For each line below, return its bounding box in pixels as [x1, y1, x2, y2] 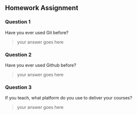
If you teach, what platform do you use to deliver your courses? [5, 95, 133, 101]
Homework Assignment [5, 4, 78, 12]
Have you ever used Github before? [5, 62, 77, 68]
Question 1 [5, 19, 31, 25]
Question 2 [5, 51, 32, 58]
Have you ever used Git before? [5, 29, 69, 36]
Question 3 [5, 84, 32, 91]
